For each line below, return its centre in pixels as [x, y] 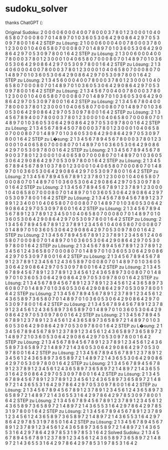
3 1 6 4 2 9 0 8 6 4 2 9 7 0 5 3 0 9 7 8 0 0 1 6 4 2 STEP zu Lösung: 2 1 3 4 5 [82, 374]
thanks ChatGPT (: [24, 23]
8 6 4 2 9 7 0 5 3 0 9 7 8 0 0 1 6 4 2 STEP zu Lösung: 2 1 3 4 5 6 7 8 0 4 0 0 [83, 101]
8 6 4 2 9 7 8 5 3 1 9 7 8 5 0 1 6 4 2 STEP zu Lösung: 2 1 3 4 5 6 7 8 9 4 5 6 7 [84, 421]
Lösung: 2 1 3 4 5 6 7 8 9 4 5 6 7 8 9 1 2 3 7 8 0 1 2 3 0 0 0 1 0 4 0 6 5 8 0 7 [82, 176]
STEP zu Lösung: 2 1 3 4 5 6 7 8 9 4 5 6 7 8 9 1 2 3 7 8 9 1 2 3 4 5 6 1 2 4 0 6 [84, 235]
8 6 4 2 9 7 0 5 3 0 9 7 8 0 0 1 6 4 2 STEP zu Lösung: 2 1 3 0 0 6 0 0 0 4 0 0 [83, 54]
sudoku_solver [36, 9]
